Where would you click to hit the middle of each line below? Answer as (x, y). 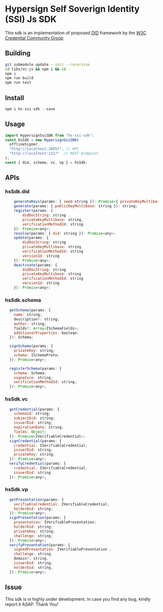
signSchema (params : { (31, 346)
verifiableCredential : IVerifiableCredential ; (62, 504)
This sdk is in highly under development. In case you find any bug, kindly (78, 599)
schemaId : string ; (32, 414)
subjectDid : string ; (34, 418)
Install (15, 98)
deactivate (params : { (35, 265)
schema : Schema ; (30, 373)
